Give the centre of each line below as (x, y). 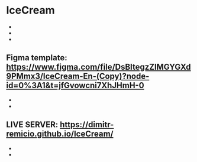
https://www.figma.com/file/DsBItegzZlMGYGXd (98, 67)
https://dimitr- (87, 125)
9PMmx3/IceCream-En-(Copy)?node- (78, 77)
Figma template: (37, 58)
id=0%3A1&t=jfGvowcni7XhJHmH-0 (75, 85)
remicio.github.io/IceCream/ (60, 134)
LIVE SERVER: (32, 125)
